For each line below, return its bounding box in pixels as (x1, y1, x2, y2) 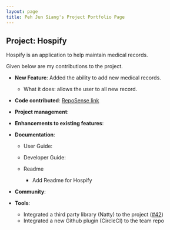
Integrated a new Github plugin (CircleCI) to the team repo (23, 217, 165, 224)
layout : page (6, 8, 38, 15)
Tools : (14, 199, 31, 206)
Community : (14, 188, 46, 195)
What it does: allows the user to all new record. (23, 86, 138, 93)
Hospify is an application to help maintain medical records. (6, 51, 148, 59)
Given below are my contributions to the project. (6, 63, 124, 70)
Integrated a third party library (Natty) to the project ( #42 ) (23, 211, 164, 218)
